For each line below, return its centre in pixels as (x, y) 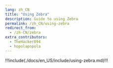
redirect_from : (21, 28)
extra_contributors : (26, 37)
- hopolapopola (25, 46)
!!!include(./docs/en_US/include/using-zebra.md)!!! (57, 60)
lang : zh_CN (17, 10)
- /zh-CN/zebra (25, 33)
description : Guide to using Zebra (42, 19)
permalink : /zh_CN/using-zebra (37, 23)
